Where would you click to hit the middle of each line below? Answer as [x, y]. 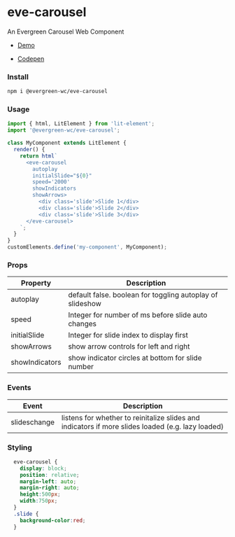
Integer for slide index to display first [128, 335]
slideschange [33, 422]
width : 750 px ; [39, 501]
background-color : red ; [53, 520]
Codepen [31, 58]
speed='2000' [51, 182]
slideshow [85, 304]
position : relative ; [50, 475]
